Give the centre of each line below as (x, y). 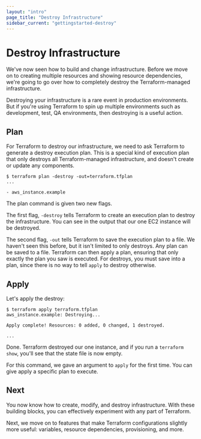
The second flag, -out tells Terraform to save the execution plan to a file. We (100, 240)
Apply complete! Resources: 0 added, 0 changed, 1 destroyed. (85, 325)
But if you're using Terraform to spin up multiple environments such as (93, 106)
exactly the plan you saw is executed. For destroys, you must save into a (96, 259)
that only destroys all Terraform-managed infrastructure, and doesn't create (100, 159)
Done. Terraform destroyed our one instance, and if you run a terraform (95, 347)
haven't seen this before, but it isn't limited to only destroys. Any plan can (97, 246)
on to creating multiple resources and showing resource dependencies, (94, 76)
